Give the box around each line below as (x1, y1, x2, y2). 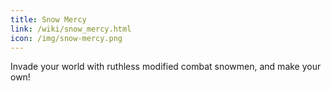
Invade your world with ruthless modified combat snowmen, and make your (10, 61, 322, 73)
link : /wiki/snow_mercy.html (10, 24, 132, 34)
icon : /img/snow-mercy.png (10, 33, 123, 43)
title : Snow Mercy (10, 14, 87, 25)
